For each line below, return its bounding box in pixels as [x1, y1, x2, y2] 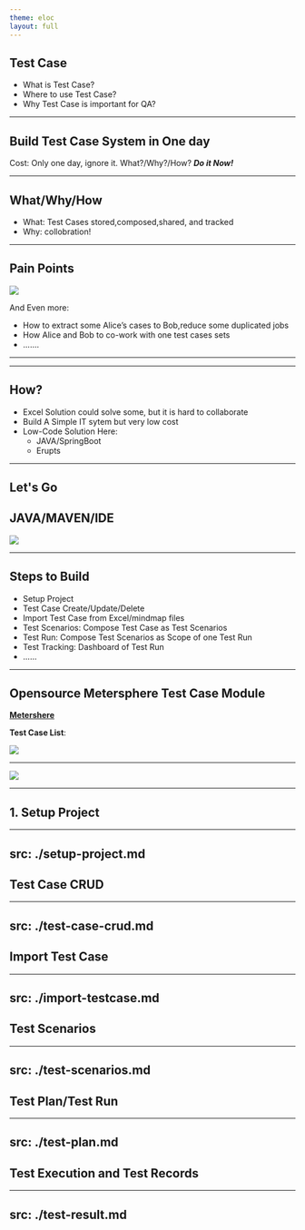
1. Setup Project [9, 804, 100, 820]
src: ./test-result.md [9, 1206, 127, 1222]
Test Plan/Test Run [9, 1093, 119, 1108]
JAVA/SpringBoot [35, 435, 102, 446]
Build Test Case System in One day [9, 133, 211, 149]
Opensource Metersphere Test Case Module [9, 685, 266, 701]
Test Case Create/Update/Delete [22, 603, 145, 614]
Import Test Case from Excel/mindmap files [22, 612, 185, 623]
